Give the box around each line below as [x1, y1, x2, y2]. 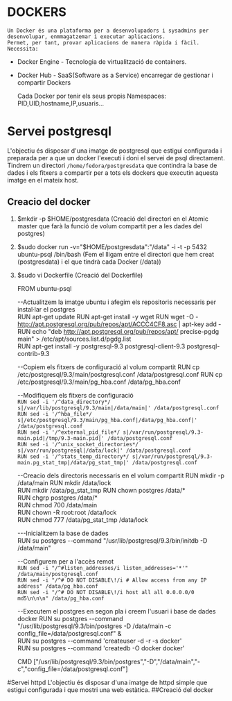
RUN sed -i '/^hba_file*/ [17, 410, 92, 417]
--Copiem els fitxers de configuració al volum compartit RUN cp [17, 362, 200, 371]
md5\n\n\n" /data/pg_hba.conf [17, 595, 105, 602]
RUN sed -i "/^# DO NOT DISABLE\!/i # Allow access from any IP [17, 577, 207, 584]
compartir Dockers [17, 78, 71, 87]
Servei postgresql [7, 124, 112, 140]
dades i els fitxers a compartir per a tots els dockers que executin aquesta [7, 168, 219, 177]
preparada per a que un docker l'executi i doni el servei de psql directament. [7, 153, 225, 162]
